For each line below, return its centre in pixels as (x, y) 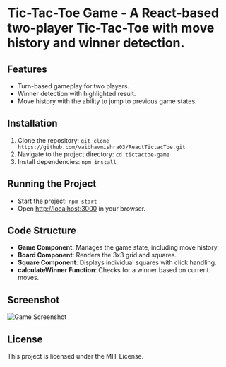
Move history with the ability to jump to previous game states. (107, 101)
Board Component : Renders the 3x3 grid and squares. (97, 255)
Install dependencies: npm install (67, 161)
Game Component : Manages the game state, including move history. (118, 247)
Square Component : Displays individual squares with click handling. (117, 262)
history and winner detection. (96, 43)
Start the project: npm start (57, 201)
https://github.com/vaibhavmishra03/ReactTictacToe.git (101, 147)
